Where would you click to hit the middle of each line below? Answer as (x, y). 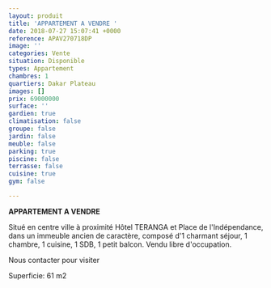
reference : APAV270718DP (50, 38)
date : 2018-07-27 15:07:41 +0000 (65, 31)
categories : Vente (39, 53)
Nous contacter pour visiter (54, 260)
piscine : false (34, 159)
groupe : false (32, 129)
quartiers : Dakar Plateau (52, 83)
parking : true (32, 151)
